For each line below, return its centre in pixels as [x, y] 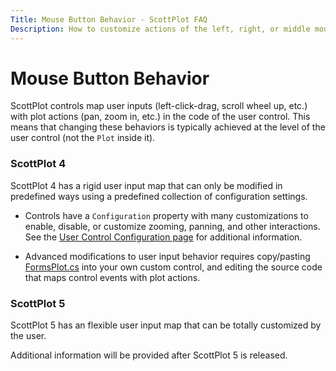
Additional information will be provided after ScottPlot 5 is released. [149, 355]
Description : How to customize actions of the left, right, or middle [160, 29]
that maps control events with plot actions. [112, 277]
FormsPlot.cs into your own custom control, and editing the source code [173, 267]
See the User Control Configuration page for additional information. [163, 237]
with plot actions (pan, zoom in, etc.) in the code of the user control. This [160, 117]
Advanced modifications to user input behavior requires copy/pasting [167, 256]
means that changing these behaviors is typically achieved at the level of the [168, 127]
